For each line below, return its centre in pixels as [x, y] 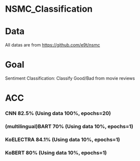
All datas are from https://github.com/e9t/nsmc [53, 45]
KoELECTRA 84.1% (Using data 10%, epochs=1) [63, 139]
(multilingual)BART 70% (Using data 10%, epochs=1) [69, 127]
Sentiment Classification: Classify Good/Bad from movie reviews [70, 78]
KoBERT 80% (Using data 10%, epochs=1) [56, 153]
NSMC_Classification [49, 9]
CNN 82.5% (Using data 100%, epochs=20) [58, 114]
